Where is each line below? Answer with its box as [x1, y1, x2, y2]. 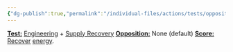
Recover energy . [7, 36, 54, 45]
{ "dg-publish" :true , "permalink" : [7, 10, 104, 17]
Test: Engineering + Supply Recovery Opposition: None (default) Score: [7, 29, 215, 37]
